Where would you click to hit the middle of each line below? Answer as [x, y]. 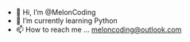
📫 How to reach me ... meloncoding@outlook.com [99, 29]
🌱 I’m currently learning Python [66, 21]
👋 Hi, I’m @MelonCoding [56, 12]
